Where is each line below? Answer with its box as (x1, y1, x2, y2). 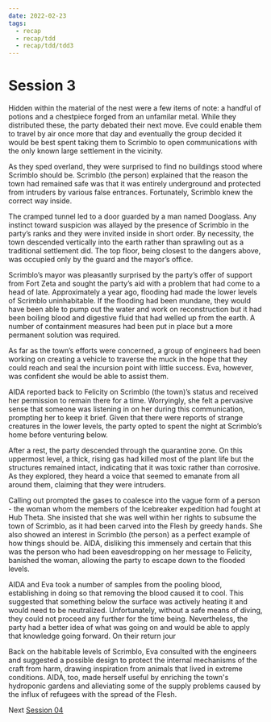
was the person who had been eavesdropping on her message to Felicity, (8, 547, 252, 557)
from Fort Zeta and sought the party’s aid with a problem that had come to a (8, 279, 261, 289)
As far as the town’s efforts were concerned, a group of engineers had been (8, 346, 261, 356)
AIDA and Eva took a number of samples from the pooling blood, (8, 580, 223, 590)
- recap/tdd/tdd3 (15, 42, 74, 50)
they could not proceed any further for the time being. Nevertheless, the (8, 614, 248, 624)
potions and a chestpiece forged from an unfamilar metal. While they (8, 112, 236, 122)
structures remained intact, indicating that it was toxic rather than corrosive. (8, 463, 261, 473)
